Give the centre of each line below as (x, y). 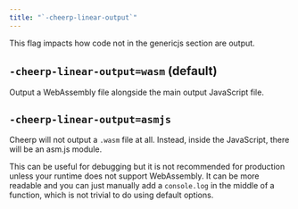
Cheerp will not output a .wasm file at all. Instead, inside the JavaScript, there (149, 140)
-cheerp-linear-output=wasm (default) (113, 71)
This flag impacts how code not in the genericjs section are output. (132, 43)
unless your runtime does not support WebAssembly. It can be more (134, 176)
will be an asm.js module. (56, 149)
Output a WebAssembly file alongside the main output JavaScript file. (137, 92)
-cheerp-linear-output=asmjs (91, 119)
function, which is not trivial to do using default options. (112, 195)
